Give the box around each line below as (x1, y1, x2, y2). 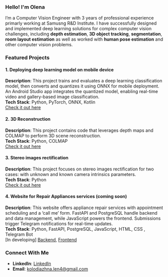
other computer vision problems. (5, 42, 73, 48)
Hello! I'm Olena (5, 4, 45, 11)
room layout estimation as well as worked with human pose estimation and (5, 36, 163, 42)
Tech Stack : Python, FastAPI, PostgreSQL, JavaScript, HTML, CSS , (5, 226, 146, 232)
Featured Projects (5, 54, 50, 61)
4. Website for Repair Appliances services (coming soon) (5, 194, 127, 200)
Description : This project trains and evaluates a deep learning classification (5, 78, 162, 84)
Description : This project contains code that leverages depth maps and (5, 127, 153, 133)
